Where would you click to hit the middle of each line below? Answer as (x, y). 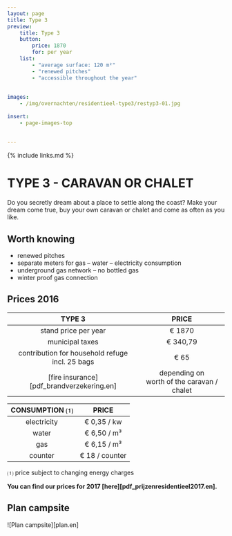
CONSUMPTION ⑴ (42, 410)
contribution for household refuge (73, 353)
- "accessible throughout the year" (85, 78)
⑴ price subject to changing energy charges (71, 472)
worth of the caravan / (182, 381)
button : (30, 39)
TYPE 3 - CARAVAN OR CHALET (100, 183)
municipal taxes (73, 342)
